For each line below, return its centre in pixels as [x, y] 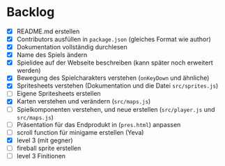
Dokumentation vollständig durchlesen [72, 47]
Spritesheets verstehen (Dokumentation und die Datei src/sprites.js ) [117, 86]
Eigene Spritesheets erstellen [59, 94]
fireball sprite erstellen [49, 148]
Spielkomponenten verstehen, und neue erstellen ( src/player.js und [116, 109]
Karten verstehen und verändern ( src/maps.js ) [84, 101]
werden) [29, 71]
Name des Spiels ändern [52, 55]
